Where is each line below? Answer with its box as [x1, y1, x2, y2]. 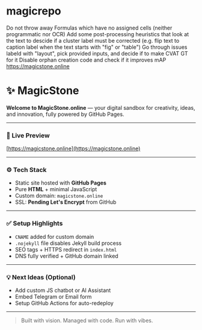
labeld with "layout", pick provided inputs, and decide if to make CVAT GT [6, 49, 188, 57]
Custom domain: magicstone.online [14, 192, 103, 200]
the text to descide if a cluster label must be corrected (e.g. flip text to [6, 37, 180, 44]
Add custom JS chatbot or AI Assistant [14, 287, 111, 294]
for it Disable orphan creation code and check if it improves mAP [6, 56, 167, 63]
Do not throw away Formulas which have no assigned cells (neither [6, 24, 173, 31]
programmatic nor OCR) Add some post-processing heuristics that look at [6, 30, 189, 37]
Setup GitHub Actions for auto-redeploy [14, 300, 114, 307]
